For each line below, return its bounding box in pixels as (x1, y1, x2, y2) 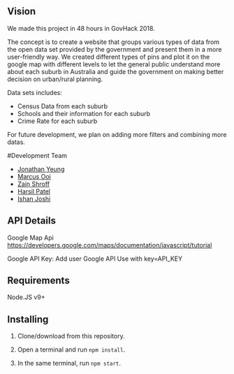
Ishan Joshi (17, 194, 51, 203)
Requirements (7, 275, 70, 287)
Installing (7, 313, 49, 325)
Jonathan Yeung (17, 164, 65, 173)
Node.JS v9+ (7, 293, 45, 301)
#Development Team (7, 151, 68, 159)
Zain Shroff (17, 180, 50, 188)
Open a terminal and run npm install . (17, 345, 126, 354)
